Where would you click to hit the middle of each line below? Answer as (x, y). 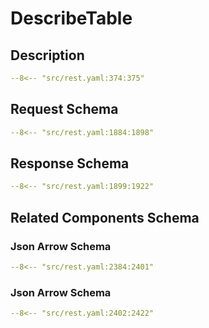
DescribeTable (71, 18)
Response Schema (70, 163)
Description (47, 55)
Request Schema (64, 109)
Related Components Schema (105, 217)
